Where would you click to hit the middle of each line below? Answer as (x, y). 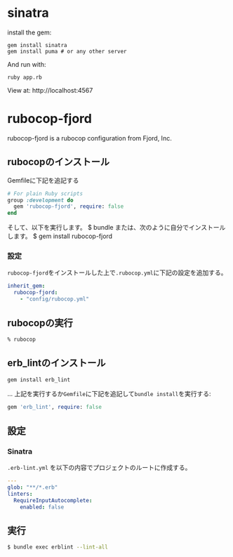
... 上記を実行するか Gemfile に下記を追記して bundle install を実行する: (109, 394)
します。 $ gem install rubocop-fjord (60, 236)
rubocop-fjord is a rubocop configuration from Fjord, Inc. (89, 138)
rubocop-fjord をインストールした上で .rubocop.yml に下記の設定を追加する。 (117, 273)
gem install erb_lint (39, 380)
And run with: (27, 64)
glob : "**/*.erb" (33, 487)
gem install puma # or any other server (67, 51)
